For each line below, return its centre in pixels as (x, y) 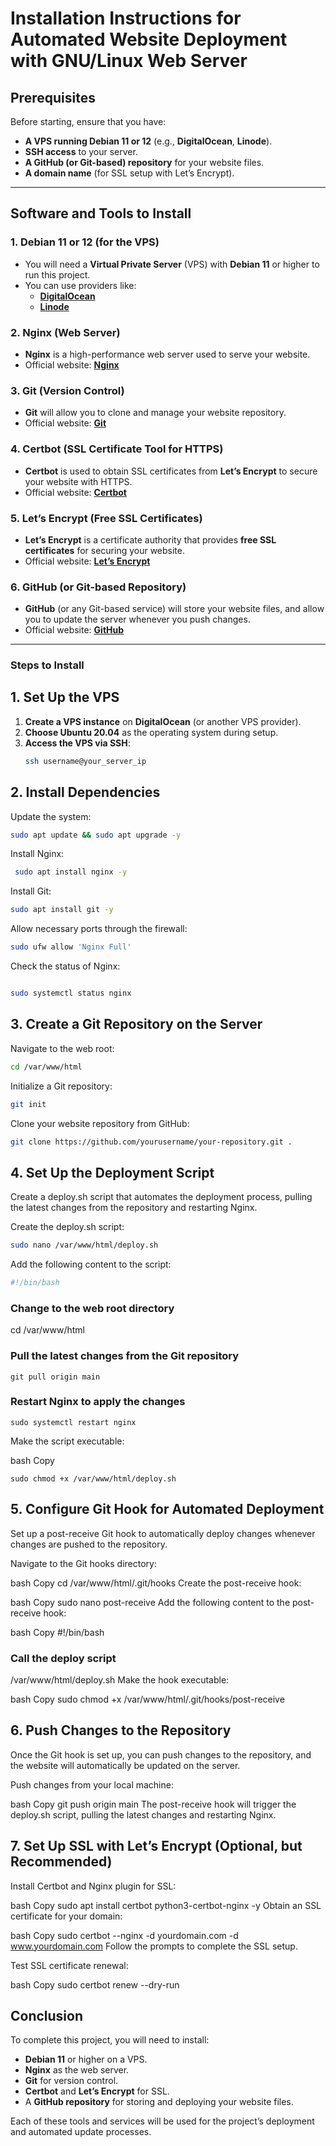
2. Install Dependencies (85, 792)
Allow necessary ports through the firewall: (99, 929)
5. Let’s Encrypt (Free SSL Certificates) (106, 518)
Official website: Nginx (72, 364)
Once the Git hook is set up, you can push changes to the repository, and (161, 1754)
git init (28, 1104)
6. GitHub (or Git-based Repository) (98, 587)
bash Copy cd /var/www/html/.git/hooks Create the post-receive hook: (156, 1583)
